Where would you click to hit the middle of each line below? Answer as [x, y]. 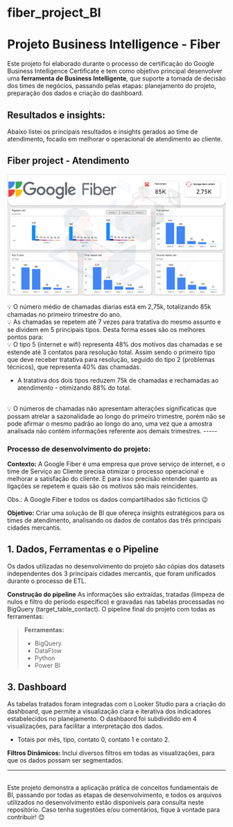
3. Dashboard [37, 687]
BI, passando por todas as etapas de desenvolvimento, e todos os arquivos [114, 794]
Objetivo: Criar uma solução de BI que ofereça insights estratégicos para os [116, 513]
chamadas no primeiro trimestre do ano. [64, 314]
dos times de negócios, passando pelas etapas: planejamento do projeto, [112, 86]
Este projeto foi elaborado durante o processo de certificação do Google [111, 64]
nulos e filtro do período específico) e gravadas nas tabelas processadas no [116, 602]
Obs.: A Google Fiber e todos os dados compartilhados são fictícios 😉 [108, 500]
